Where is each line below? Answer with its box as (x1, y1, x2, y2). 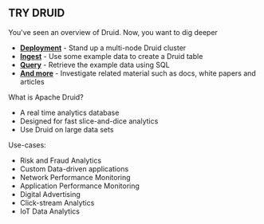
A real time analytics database (19, 108, 120, 117)
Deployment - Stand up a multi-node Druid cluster (19, 43, 187, 53)
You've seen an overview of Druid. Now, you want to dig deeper (8, 27, 218, 37)
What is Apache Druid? (8, 92, 84, 102)
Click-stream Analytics (19, 198, 95, 207)
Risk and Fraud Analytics (19, 155, 102, 165)
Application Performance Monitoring (19, 181, 140, 191)
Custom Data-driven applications (19, 163, 129, 174)
